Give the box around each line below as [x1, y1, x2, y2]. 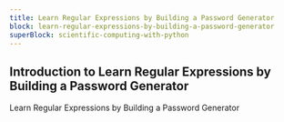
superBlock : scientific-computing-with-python [9, 30, 189, 39]
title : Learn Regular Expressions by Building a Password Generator [9, 13, 275, 23]
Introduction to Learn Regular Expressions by [9, 64, 271, 79]
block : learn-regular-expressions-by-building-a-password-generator [9, 22, 275, 31]
